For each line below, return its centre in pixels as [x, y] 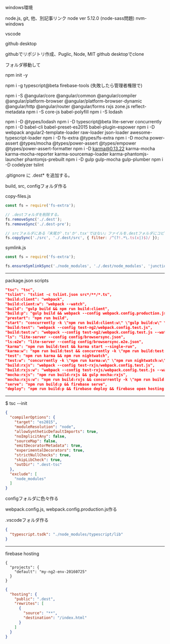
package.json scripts [27, 280]
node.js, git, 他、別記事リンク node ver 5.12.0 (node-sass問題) [70, 18]
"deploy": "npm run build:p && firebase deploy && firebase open [76, 389]
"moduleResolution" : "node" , [45, 427]
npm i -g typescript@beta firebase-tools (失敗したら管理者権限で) [74, 86]
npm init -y [16, 75]
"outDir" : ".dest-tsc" [38, 464]
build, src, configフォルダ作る [36, 186]
